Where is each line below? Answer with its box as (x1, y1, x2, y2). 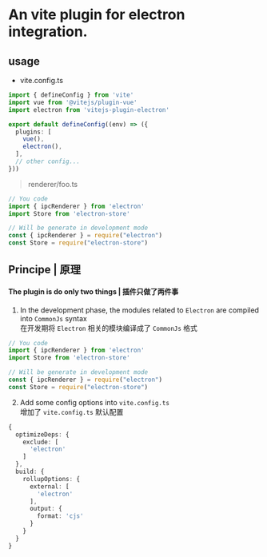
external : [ (29, 482, 70, 491)
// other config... (15, 157, 81, 165)
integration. (8, 22, 88, 41)
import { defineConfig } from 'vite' (8, 91, 134, 99)
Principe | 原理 (8, 263, 82, 277)
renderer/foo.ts (27, 179, 78, 189)
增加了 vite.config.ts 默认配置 (19, 407, 124, 416)
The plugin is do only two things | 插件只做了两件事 (8, 286, 179, 296)
